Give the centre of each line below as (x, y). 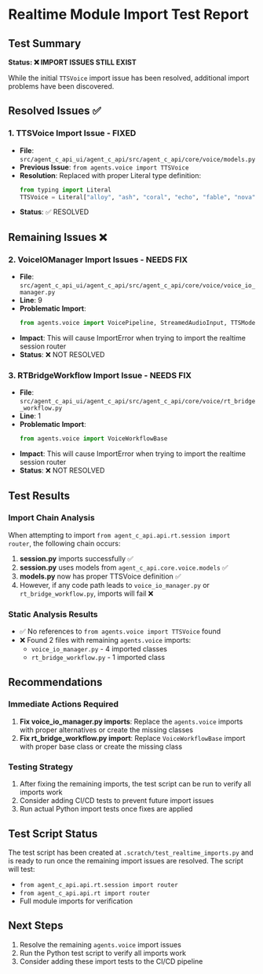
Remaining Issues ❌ (58, 237)
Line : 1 (30, 416)
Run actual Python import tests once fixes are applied (106, 809)
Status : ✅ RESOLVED (54, 212)
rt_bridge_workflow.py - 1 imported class (98, 658)
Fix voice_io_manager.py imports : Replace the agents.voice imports (131, 721)
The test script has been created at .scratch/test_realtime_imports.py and (131, 852)
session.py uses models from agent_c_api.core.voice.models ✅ (124, 567)
